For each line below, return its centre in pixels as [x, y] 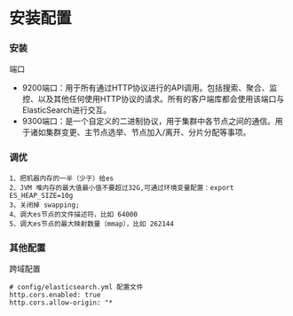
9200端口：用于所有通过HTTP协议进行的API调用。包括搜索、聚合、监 [150, 88]
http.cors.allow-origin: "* [61, 303]
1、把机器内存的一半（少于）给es [61, 178]
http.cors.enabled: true [55, 295]
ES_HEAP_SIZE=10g [41, 195]
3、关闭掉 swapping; [44, 205]
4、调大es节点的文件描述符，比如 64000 [73, 214]
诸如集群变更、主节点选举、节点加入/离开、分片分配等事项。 [140, 132]
